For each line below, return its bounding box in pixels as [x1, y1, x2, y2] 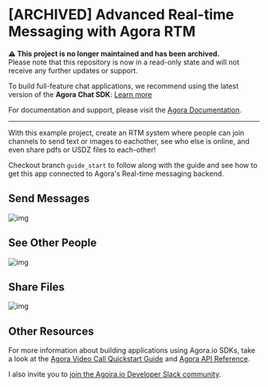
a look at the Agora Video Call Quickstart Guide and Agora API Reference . [8, 354, 250, 364]
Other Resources [8, 324, 94, 338]
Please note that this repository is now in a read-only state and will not [8, 57, 240, 67]
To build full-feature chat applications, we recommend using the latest [8, 81, 239, 91]
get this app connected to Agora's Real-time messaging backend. [8, 169, 225, 178]
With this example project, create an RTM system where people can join [8, 127, 245, 137]
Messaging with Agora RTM [8, 22, 196, 41]
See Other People [8, 236, 97, 250]
